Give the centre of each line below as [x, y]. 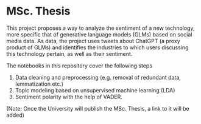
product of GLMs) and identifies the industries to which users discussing [97, 47]
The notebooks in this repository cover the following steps [79, 66]
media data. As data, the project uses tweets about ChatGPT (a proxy [93, 41]
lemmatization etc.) [39, 84]
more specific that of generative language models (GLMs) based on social [99, 34]
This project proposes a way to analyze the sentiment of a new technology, [100, 28]
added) [15, 115]
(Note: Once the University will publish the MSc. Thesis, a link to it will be [98, 108]
